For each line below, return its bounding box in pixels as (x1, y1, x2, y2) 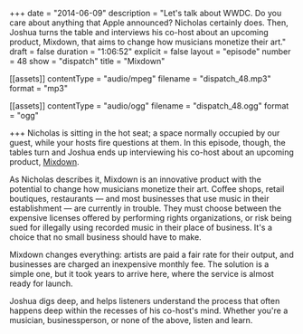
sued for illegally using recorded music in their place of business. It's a (9, 222, 273, 233)
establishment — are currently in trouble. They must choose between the (9, 203, 282, 214)
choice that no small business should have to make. (9, 232, 202, 243)
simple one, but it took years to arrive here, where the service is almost (9, 269, 274, 279)
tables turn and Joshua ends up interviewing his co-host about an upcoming (9, 147, 294, 157)
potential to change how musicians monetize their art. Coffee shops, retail (9, 184, 285, 194)
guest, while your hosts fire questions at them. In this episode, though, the (9, 138, 287, 148)
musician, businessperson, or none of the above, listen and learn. (9, 315, 253, 325)
